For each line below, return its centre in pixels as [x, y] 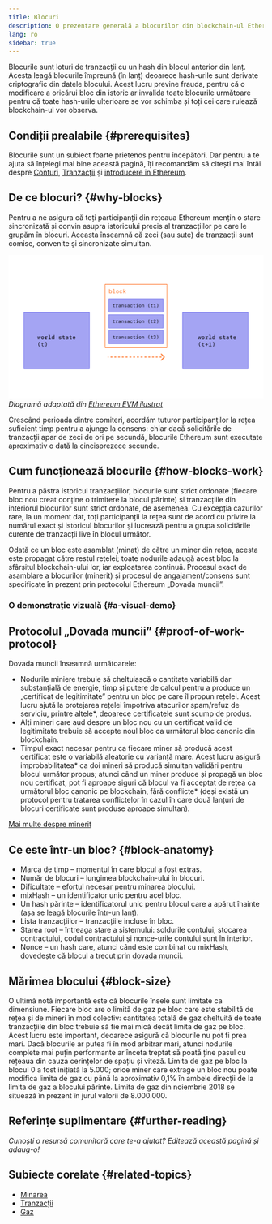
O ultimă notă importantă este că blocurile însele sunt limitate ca [115, 1001]
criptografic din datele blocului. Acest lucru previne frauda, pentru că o [127, 84]
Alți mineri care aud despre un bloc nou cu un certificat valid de [126, 722]
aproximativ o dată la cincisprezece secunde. [84, 446]
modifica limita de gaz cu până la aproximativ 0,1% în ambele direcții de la [131, 1079]
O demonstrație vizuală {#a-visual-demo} [92, 605]
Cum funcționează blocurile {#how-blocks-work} [136, 471]
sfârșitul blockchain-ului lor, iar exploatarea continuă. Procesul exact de [127, 567]
